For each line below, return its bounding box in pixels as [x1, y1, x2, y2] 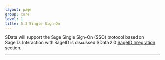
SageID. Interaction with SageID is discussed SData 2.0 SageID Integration [5, 40, 156, 46]
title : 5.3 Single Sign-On [5, 21, 60, 26]
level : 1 [5, 16, 23, 21]
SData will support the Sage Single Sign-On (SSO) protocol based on [5, 34, 144, 40]
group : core [5, 12, 29, 17]
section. [5, 45, 22, 51]
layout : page [5, 7, 32, 12]
